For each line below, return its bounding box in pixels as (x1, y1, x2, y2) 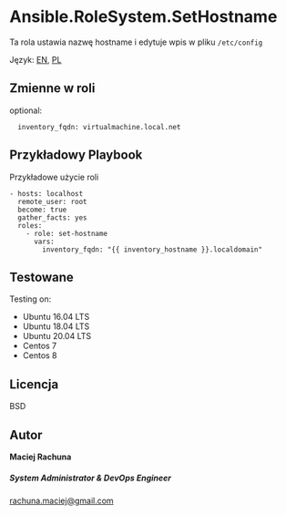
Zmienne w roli (9, 80, 96, 97)
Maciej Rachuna (9, 451, 72, 462)
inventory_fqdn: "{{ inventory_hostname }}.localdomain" (42, 244, 262, 254)
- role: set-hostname (26, 229, 107, 238)
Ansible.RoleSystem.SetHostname (9, 6, 278, 27)
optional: (9, 105, 43, 116)
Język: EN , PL (9, 54, 62, 65)
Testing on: (9, 294, 52, 304)
